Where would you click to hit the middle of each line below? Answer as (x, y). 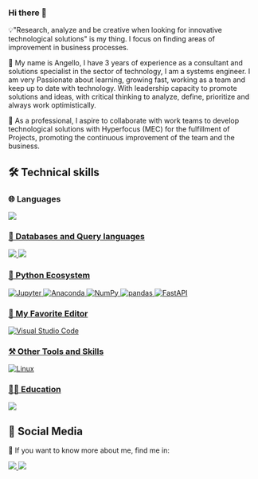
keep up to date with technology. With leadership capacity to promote (123, 88)
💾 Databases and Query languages (76, 236)
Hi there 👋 (28, 13)
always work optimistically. (53, 105)
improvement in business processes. (68, 48)
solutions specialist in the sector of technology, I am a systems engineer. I (129, 72)
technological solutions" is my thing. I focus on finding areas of (111, 39)
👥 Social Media (46, 431)
